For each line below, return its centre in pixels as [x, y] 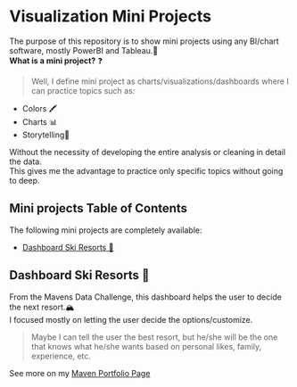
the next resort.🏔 [42, 307]
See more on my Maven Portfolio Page [80, 373]
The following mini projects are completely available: [106, 230]
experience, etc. [61, 356]
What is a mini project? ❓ [56, 61]
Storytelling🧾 [46, 135]
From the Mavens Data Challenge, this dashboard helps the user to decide [146, 297]
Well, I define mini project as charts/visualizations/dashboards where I [160, 81]
